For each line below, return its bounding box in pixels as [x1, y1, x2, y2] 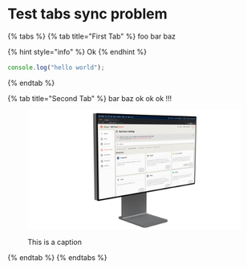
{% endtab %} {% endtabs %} [7, 253, 107, 263]
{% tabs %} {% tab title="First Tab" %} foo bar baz [7, 31, 176, 41]
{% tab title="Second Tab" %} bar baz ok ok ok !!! [7, 93, 172, 103]
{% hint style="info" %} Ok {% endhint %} [7, 47, 148, 56]
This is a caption [27, 238, 82, 247]
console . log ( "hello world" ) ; [7, 63, 105, 71]
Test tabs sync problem [7, 5, 168, 23]
